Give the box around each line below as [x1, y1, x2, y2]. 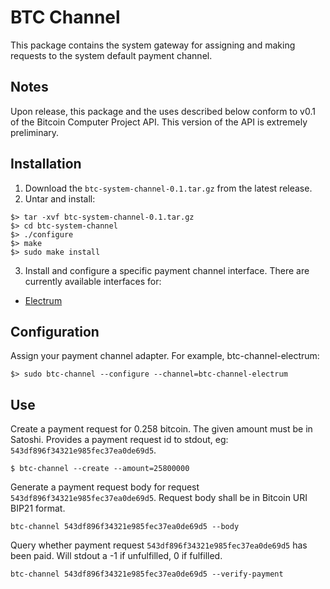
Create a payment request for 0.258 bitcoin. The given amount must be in [10, 423, 313, 435]
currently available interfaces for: [24, 275, 162, 287]
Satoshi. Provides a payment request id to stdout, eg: [10, 434, 229, 446]
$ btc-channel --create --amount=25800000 [10, 464, 190, 474]
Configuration [10, 323, 100, 340]
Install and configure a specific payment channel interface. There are [24, 264, 310, 276]
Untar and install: [24, 192, 96, 205]
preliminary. [10, 126, 60, 138]
